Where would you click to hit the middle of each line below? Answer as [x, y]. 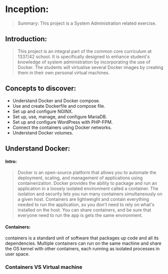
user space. [18, 254]
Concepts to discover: [41, 88]
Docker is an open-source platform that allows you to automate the [87, 173]
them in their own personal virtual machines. [63, 73]
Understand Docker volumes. [43, 132]
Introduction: [26, 39]
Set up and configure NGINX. [43, 111]
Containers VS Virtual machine [44, 267]
